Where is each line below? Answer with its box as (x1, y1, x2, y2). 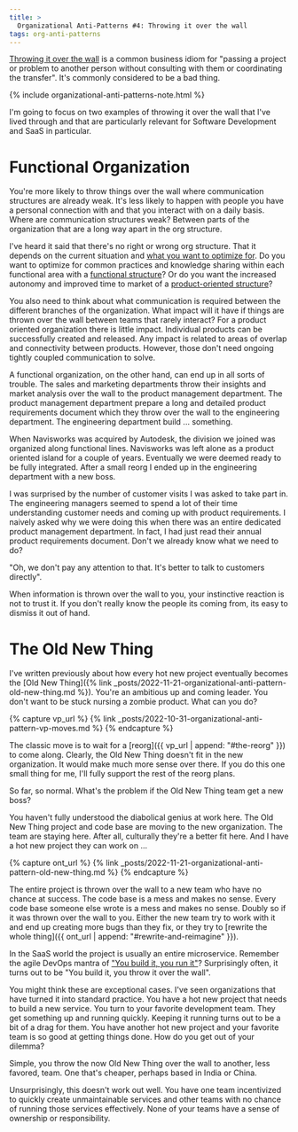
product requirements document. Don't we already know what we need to (9, 535, 279, 546)
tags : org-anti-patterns (9, 29, 101, 38)
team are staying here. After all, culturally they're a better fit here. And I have (9, 831, 289, 842)
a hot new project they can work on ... (9, 840, 148, 851)
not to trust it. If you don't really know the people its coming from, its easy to (9, 598, 288, 609)
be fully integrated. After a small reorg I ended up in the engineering (9, 462, 257, 472)
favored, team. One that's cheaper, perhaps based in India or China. (9, 1067, 257, 1078)
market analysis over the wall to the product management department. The (9, 388, 283, 399)
